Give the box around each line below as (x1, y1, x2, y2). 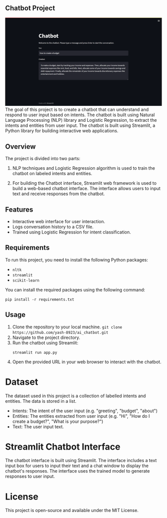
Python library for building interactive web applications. (5, 128, 118, 134)
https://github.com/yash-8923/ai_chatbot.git (12, 330, 108, 335)
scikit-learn (12, 278, 40, 283)
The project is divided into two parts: (5, 156, 81, 162)
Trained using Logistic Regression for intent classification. (12, 229, 131, 235)
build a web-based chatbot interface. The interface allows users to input (12, 186, 161, 192)
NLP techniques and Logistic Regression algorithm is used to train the (12, 165, 156, 171)
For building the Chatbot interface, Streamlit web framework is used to (12, 180, 157, 186)
